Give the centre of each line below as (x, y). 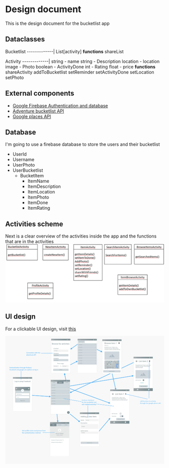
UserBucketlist (28, 170)
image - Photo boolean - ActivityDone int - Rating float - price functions (80, 66)
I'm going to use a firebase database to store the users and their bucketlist (82, 144)
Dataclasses (25, 39)
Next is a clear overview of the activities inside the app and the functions (81, 236)
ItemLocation (41, 192)
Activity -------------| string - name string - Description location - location (82, 61)
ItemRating (39, 208)
